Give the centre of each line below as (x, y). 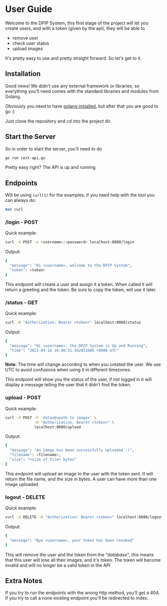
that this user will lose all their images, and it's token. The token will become (83, 560)
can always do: (21, 200)
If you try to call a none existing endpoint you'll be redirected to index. (77, 598)
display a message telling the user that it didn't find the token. (68, 385)
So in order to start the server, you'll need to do (54, 149)
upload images (28, 48)
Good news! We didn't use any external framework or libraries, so (72, 86)
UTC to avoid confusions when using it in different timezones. (68, 370)
